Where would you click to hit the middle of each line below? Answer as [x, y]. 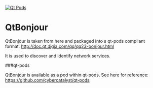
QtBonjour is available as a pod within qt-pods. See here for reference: [77, 75]
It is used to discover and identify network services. [58, 56]
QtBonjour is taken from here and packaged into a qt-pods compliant [75, 41]
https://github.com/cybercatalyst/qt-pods [47, 80]
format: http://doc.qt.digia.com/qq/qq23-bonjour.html [60, 46]
